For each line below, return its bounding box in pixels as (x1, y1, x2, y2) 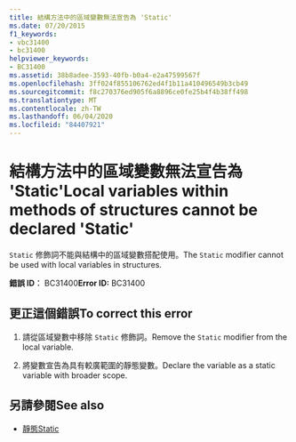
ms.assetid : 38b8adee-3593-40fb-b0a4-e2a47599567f (9, 71, 201, 80)
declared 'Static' (9, 219, 135, 239)
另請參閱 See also (9, 398, 105, 414)
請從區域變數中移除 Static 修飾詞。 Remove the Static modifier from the (21, 331, 287, 342)
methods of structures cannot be (9, 200, 258, 221)
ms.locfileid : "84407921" (9, 121, 105, 130)
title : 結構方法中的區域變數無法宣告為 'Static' (9, 12, 172, 22)
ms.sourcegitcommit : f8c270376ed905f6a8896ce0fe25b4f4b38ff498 (9, 87, 249, 96)
